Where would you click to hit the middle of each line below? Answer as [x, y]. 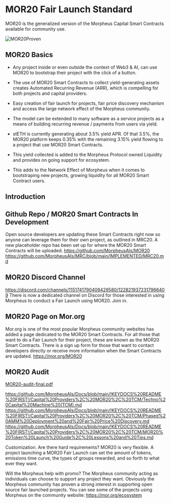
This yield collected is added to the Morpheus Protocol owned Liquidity [87, 155]
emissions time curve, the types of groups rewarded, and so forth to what [82, 458]
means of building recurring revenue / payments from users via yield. [85, 124]
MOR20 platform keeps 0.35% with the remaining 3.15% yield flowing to [88, 139]
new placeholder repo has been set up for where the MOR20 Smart [76, 245]
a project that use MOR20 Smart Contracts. [58, 144]
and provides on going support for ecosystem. [61, 160]
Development [27, 222]
